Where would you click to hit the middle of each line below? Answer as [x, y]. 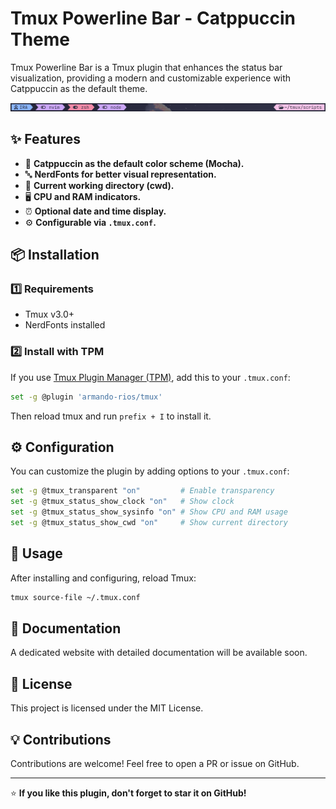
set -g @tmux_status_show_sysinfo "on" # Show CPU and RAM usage [149, 512]
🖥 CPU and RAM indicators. [83, 196]
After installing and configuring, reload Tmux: [103, 578]
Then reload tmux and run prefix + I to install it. [111, 416]
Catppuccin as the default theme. [79, 88]
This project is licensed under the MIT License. [107, 708]
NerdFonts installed [65, 325]
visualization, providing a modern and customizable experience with [151, 78]
